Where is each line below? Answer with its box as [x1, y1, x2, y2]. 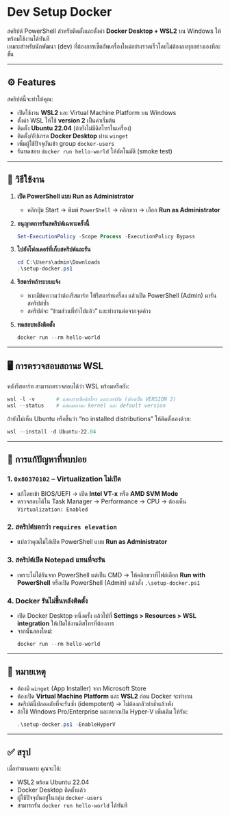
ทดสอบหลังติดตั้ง [16, 321, 55, 329]
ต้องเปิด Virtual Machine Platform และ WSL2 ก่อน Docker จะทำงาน [16, 692, 193, 700]
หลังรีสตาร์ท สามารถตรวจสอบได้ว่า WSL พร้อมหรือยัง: [7, 381, 130, 390]
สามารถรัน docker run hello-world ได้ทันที [16, 801, 128, 810]
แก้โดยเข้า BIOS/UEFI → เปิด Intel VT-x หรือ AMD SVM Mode [16, 490, 179, 498]
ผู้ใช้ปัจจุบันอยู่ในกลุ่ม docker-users [16, 794, 103, 802]
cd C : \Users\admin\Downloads [16, 259, 101, 266]
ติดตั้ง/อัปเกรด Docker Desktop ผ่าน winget [16, 131, 129, 140]
